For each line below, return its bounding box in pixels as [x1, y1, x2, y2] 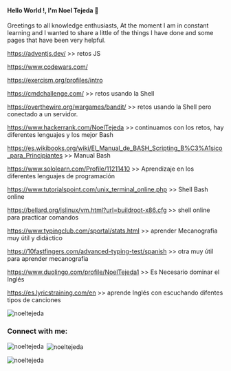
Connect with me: [7, 326, 68, 336]
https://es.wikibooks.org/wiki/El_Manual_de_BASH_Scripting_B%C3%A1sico [7, 144, 223, 152]
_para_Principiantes [7, 151, 63, 160]
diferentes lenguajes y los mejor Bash [7, 131, 113, 139]
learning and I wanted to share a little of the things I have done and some [7, 29, 214, 37]
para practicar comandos [7, 213, 79, 222]
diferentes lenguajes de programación [7, 172, 115, 180]
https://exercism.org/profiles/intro [7, 76, 103, 85]
